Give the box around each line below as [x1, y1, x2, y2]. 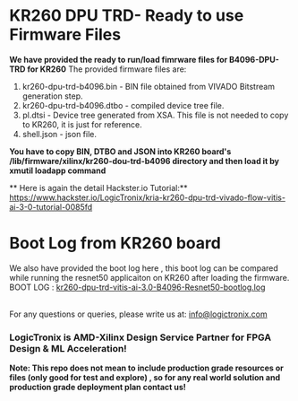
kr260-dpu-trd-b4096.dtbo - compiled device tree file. [21, 100, 225, 110]
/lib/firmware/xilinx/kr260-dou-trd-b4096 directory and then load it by [9, 155, 280, 166]
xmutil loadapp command [9, 165, 106, 176]
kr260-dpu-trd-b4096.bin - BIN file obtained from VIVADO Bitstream [21, 81, 276, 92]
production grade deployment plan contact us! [9, 382, 186, 393]
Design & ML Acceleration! [9, 342, 127, 354]
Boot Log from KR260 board [9, 233, 221, 254]
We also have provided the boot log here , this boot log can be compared [9, 262, 279, 274]
